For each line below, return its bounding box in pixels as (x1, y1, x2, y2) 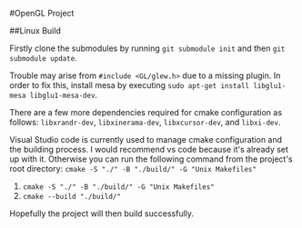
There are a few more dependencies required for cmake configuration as (9, 107, 283, 117)
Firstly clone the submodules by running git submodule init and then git (9, 43, 286, 54)
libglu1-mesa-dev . (29, 90, 98, 100)
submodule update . (9, 53, 77, 63)
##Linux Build (9, 25, 61, 35)
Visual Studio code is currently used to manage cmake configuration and (9, 134, 283, 144)
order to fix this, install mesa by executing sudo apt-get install (9, 80, 250, 90)
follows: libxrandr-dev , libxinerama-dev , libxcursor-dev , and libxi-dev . (9, 117, 281, 127)
